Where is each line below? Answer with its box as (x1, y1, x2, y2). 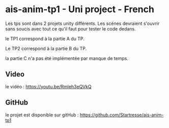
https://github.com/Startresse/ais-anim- (79, 112, 164, 118)
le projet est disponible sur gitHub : (5, 112, 79, 118)
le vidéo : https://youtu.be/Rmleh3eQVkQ (5, 83, 92, 89)
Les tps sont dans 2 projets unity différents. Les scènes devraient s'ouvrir (5, 20, 160, 26)
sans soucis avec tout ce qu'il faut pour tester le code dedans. (5, 25, 136, 31)
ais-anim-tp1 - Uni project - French (5, 4, 154, 15)
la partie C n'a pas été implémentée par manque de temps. (5, 55, 129, 61)
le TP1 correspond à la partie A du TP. (5, 36, 85, 42)
